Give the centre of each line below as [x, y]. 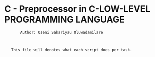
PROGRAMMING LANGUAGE [65, 19]
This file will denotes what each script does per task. [72, 50]
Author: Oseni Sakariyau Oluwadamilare [62, 32]
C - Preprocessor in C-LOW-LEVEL [77, 9]
